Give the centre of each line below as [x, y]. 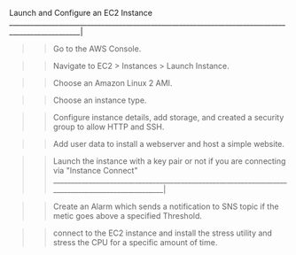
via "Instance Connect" [95, 170]
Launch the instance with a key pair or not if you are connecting [169, 161]
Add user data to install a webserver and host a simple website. [169, 144]
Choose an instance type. [100, 100]
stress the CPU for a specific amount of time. [135, 242]
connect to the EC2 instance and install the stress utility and [163, 233]
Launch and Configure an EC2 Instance [81, 13]
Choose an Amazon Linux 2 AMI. [113, 83]
